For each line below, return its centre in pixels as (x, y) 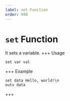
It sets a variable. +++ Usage (35, 53)
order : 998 (16, 14)
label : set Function (27, 10)
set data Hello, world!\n (32, 80)
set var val (17, 62)
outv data (15, 85)
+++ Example (19, 71)
